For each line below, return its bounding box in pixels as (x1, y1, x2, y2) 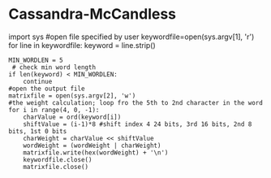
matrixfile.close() (23, 163, 89, 171)
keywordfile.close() (23, 155, 92, 163)
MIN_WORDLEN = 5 (8, 56, 63, 64)
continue (23, 77, 53, 85)
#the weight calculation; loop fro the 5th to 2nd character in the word (8, 98, 264, 106)
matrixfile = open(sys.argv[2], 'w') (8, 91, 136, 100)
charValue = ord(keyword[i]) (23, 113, 122, 121)
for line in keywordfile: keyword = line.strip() (8, 40, 156, 50)
